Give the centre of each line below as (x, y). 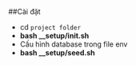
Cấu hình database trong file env (74, 44)
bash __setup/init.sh (54, 36)
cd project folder (50, 27)
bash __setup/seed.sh (57, 53)
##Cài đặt (25, 12)
